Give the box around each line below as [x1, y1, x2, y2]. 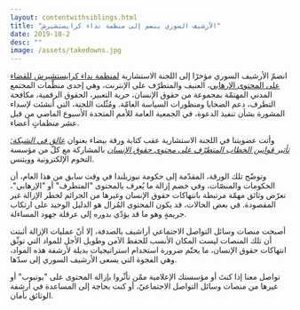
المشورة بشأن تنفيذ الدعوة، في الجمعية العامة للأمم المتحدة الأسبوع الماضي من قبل [10, 108, 286, 119]
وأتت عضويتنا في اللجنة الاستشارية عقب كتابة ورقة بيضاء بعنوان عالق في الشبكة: [10, 135, 275, 146]
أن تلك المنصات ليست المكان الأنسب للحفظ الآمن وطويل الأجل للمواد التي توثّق [10, 235, 272, 246]
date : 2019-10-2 [10, 29, 70, 38]
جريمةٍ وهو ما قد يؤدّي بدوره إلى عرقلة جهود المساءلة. [10, 209, 187, 219]
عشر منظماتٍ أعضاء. [10, 117, 80, 129]
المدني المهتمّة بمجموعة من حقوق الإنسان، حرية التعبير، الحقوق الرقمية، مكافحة [10, 90, 273, 100]
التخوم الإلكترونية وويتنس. [10, 154, 95, 164]
